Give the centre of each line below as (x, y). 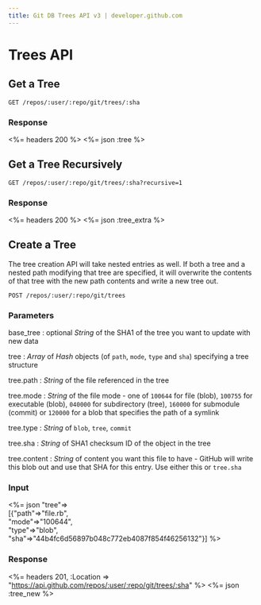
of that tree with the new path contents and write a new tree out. (113, 281)
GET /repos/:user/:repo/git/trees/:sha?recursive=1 (95, 183)
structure (23, 365)
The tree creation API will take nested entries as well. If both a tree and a (127, 264)
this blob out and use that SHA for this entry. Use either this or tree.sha (125, 467)
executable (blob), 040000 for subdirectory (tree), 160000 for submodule (124, 404)
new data (23, 341)
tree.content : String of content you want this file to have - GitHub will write (131, 459)
